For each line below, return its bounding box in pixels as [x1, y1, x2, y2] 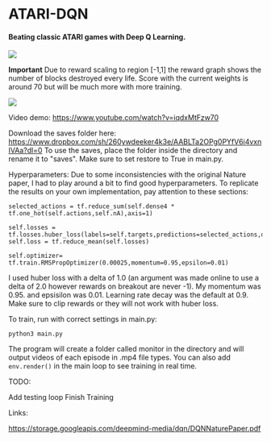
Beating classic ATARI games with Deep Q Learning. [8, 31, 186, 41]
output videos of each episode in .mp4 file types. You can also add [8, 352, 231, 363]
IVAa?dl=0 [8, 146, 43, 156]
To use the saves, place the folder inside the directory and [44, 146, 238, 156]
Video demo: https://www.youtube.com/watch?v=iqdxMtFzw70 [8, 113, 219, 123]
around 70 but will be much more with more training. [8, 82, 183, 92]
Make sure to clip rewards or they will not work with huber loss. [8, 299, 219, 309]
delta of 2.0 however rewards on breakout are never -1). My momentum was [8, 281, 261, 291]
